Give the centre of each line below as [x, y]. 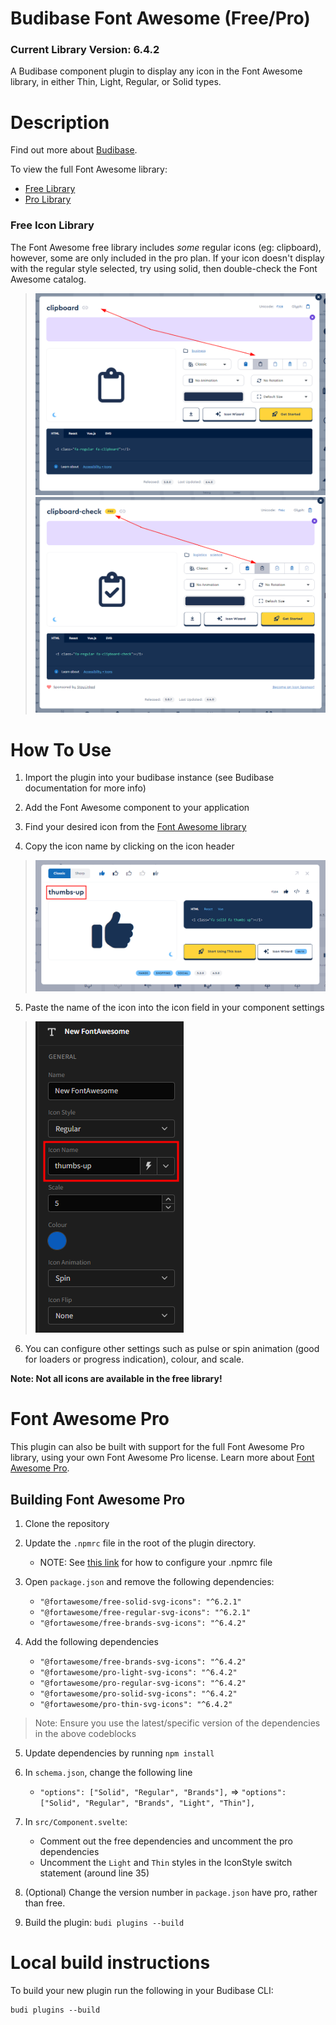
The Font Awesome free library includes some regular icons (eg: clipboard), [166, 247]
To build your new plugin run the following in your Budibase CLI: [142, 1990]
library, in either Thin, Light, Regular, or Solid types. [116, 82]
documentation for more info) [85, 788]
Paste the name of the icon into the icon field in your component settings [174, 1008]
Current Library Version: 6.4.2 [85, 50]
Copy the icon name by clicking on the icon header [129, 846]
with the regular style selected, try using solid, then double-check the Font [164, 268]
